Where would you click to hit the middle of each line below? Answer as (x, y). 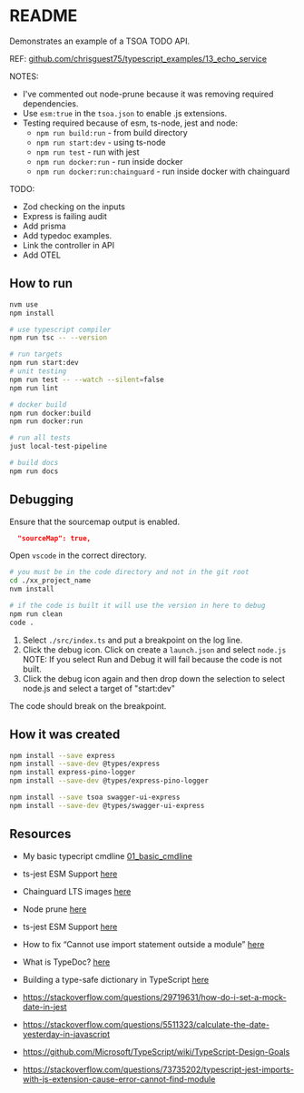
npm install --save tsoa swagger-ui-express (95, 797)
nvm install (32, 589)
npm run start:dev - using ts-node (101, 142)
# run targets (36, 354)
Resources (40, 834)
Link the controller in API (69, 245)
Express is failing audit (64, 216)
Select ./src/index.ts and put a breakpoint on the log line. (132, 640)
